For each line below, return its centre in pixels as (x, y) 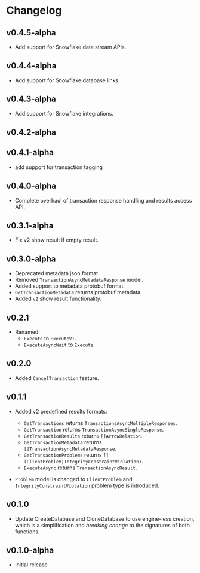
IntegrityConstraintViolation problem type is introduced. (87, 485)
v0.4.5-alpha (31, 33)
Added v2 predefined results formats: (61, 411)
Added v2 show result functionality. (58, 299)
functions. (27, 532)
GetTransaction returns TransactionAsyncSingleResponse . (94, 429)
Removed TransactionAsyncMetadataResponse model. (79, 280)
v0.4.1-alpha (30, 153)
